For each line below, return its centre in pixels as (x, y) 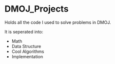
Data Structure (26, 46)
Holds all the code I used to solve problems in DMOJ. (58, 22)
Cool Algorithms (28, 51)
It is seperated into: (24, 32)
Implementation (27, 56)
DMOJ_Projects (37, 9)
